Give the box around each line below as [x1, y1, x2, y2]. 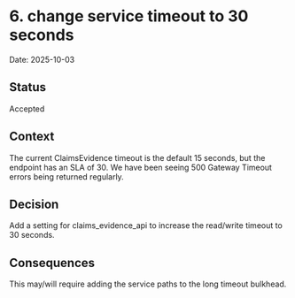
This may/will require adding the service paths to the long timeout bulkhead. [9, 279, 287, 289]
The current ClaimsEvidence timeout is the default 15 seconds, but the [9, 152, 266, 163]
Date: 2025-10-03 [9, 54, 75, 65]
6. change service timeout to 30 [9, 6, 249, 27]
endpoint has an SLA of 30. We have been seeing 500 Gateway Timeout [9, 162, 273, 172]
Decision [9, 196, 59, 211]
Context [9, 129, 55, 144]
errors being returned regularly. [9, 171, 124, 182]
